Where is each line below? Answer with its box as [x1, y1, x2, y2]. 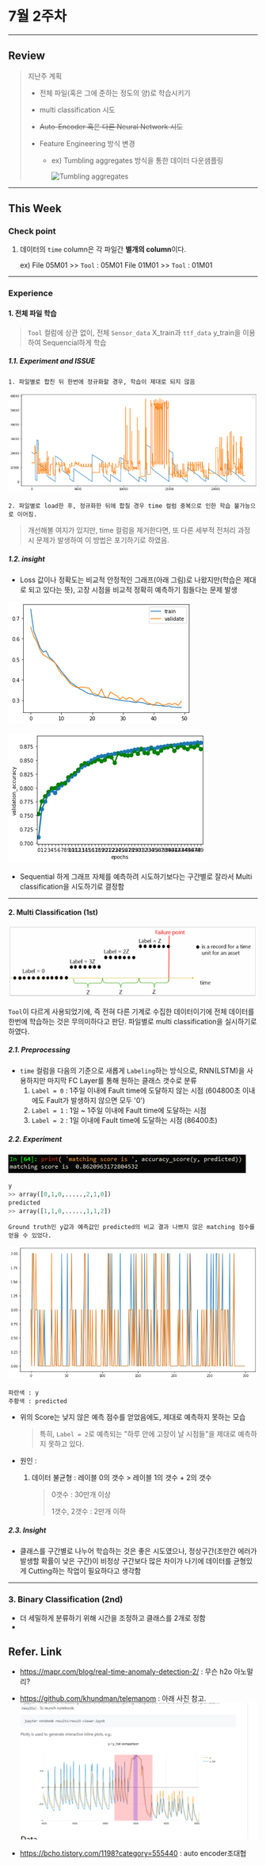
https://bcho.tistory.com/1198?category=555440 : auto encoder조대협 [19, 1849, 247, 1858]
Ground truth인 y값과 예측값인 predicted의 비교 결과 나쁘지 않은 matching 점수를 [8, 1223, 255, 1231]
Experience [8, 287, 53, 299]
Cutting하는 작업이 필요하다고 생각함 [28, 1566, 141, 1576]
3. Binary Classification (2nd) [8, 1594, 123, 1605]
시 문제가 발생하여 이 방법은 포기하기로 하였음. [27, 535, 170, 545]
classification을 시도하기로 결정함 [19, 881, 125, 891]
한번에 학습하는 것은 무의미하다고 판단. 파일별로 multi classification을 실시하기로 [8, 1016, 257, 1026]
